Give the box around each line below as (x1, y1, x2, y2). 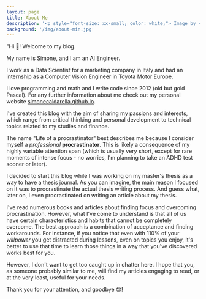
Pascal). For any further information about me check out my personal (6, 91, 181, 98)
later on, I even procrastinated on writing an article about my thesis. (6, 192, 177, 199)
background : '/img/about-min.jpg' (6, 26, 95, 32)
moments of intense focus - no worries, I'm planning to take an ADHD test (6, 154, 193, 161)
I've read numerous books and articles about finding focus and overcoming (6, 204, 197, 211)
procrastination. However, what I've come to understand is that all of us (6, 210, 187, 218)
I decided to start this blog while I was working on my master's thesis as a (6, 172, 193, 180)
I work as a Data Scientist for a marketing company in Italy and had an (6, 67, 183, 74)
